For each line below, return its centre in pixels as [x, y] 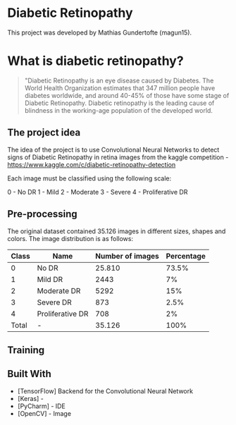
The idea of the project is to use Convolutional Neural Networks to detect [113, 149]
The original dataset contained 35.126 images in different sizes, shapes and [117, 231]
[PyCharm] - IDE [41, 406]
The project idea [44, 133]
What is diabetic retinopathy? [96, 61]
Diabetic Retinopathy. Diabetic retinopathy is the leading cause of [119, 103]
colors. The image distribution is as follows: [70, 238]
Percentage [186, 256]
